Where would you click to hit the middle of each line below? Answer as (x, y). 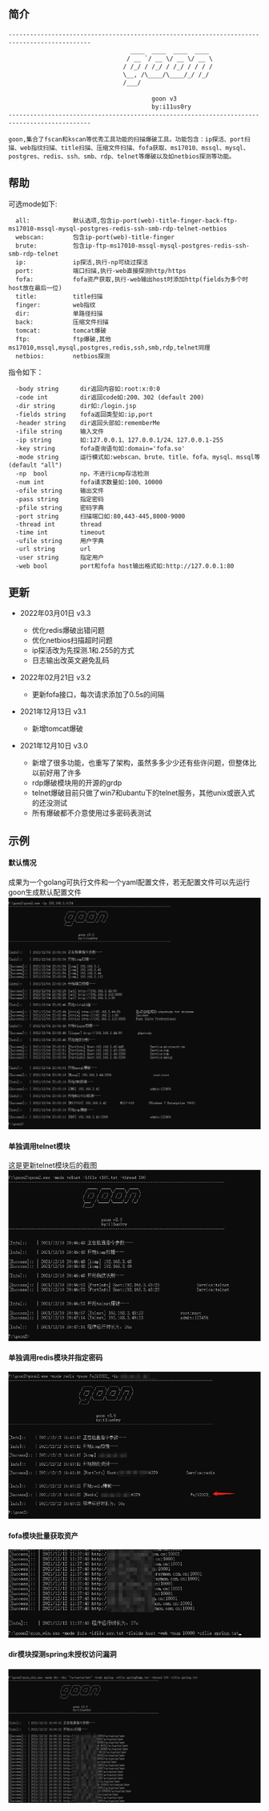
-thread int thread (59, 524)
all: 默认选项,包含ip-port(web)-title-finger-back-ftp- (126, 220)
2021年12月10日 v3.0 (54, 746)
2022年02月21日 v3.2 (55, 678)
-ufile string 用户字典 (60, 540)
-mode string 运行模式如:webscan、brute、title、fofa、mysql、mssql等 (138, 457)
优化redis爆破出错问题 (68, 630)
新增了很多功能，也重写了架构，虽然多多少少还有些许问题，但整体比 (144, 763)
